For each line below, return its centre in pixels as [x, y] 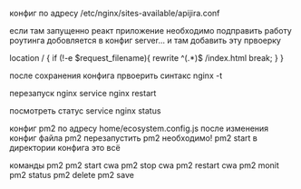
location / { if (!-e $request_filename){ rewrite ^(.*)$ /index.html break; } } [146, 58]
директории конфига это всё [65, 148]
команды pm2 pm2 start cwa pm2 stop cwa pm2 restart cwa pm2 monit [144, 165]
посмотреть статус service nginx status [85, 111]
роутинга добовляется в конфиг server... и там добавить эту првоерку [145, 40]
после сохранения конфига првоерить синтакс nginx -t [116, 75]
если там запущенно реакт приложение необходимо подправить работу [150, 30]
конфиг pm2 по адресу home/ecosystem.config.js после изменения [139, 128]
